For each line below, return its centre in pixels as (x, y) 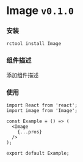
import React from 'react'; (42, 105)
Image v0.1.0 (40, 11)
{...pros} (30, 132)
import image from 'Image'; (42, 110)
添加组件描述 (22, 75)
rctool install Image (34, 44)
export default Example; (38, 153)
